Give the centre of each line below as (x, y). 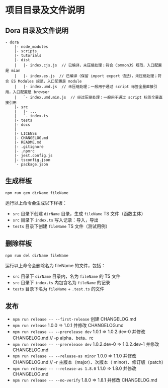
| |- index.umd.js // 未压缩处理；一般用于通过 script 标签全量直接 (84, 87)
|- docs (22, 125)
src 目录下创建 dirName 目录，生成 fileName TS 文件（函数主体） (79, 213)
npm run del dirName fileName (37, 255)
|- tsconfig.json (32, 160)
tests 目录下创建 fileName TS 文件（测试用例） (61, 226)
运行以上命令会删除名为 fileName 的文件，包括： (55, 265)
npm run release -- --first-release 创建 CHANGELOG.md (74, 319)
